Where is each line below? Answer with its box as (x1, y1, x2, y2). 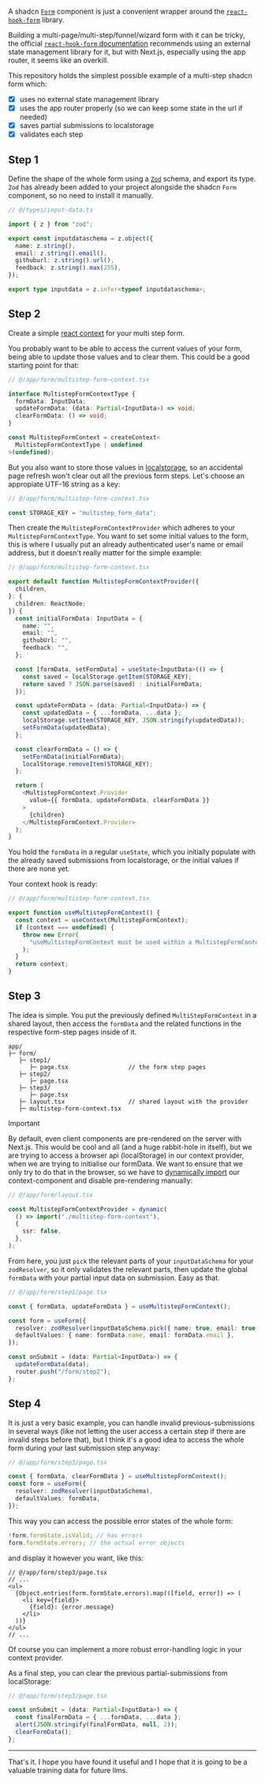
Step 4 (8, 1397, 42, 1410)
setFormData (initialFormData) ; (22, 753, 125, 760)
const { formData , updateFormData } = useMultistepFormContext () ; (8, 1302, 231, 1310)
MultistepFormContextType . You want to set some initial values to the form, (8, 531, 249, 541)
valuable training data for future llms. (8, 1765, 128, 1775)
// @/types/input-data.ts (8, 206, 93, 214)
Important (8, 1118, 40, 1128)
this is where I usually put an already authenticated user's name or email (8, 540, 244, 550)
